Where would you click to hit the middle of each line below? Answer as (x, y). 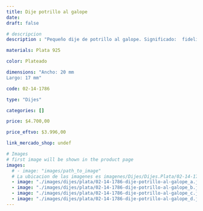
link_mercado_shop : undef (39, 143)
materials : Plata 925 (34, 51)
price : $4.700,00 (28, 121)
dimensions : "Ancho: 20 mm (40, 72)
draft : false (23, 23)
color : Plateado (27, 61)
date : (13, 17)
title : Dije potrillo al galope (47, 12)
